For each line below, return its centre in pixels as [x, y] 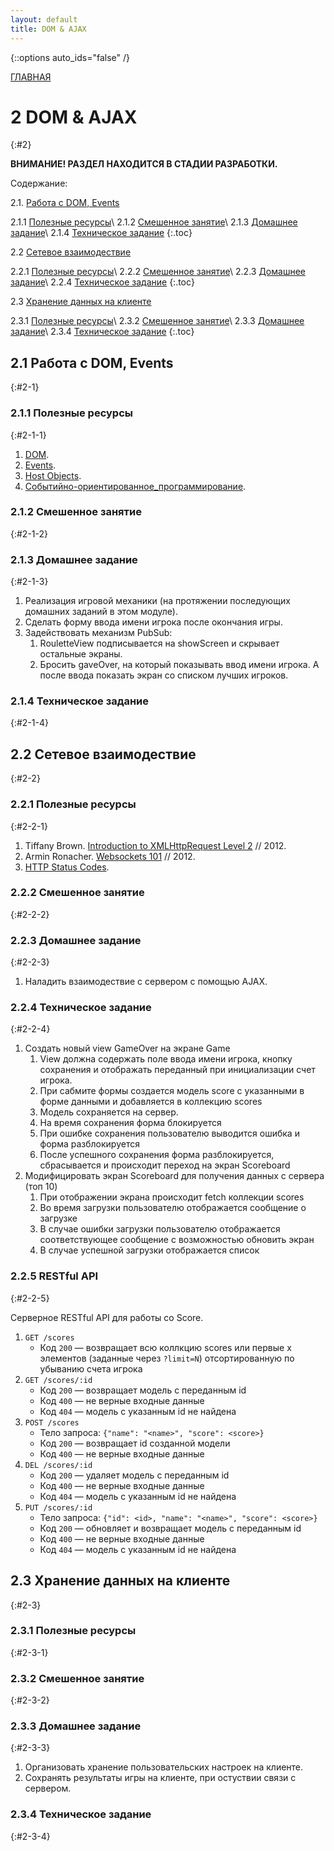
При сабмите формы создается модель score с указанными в [172, 1091]
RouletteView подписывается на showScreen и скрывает [159, 643]
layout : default [44, 19]
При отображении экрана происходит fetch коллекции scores [172, 1197]
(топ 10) [41, 1187]
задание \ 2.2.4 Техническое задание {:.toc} [102, 282]
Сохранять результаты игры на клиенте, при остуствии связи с [160, 1778]
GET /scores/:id [58, 1380]
